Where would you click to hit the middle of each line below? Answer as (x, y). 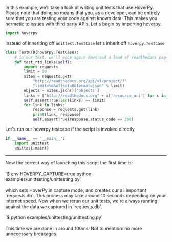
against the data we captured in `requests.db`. (54, 206)
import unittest (32, 143)
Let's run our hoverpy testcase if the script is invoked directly (70, 129)
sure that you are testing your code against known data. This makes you (81, 18)
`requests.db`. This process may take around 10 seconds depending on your (86, 195)
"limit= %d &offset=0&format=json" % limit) (79, 86)
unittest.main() (32, 148)
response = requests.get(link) (66, 110)
